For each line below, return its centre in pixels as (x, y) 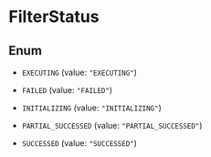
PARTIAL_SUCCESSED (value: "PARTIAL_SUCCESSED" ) (112, 126)
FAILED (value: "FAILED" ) (67, 90)
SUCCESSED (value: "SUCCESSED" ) (79, 143)
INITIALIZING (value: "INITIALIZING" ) (91, 108)
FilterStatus (54, 17)
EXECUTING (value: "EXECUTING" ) (79, 72)
